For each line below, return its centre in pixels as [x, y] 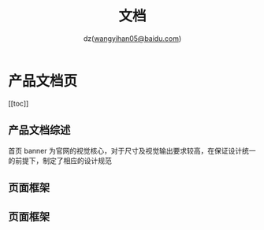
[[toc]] [19, 103]
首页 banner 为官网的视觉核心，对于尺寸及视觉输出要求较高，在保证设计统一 [132, 150]
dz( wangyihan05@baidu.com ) [132, 38]
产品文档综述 [39, 130]
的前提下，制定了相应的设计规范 [60, 160]
